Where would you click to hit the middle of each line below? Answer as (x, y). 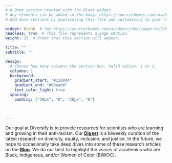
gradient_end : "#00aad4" (41, 85)
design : (14, 61)
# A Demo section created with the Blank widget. (59, 10)
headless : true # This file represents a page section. (67, 34)
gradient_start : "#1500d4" (43, 80)
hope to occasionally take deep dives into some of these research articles (83, 144)
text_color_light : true (40, 90)
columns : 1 (21, 71)
